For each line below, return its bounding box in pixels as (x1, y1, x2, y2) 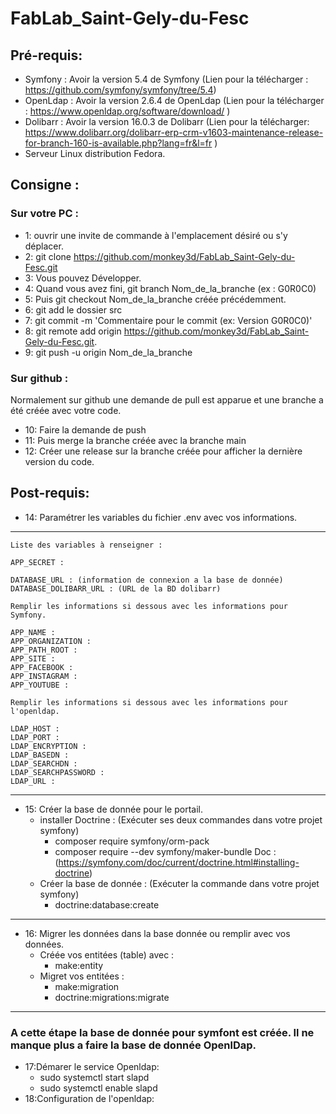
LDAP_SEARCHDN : (10, 758, 78, 769)
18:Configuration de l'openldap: (24, 1093, 155, 1105)
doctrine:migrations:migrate (54, 991, 170, 1003)
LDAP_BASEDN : (10, 750, 70, 760)
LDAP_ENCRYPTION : (10, 741, 87, 751)
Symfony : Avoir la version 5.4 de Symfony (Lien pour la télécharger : (24, 73, 309, 85)
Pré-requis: (10, 47, 83, 64)
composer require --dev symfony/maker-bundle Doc (54, 845, 272, 857)
